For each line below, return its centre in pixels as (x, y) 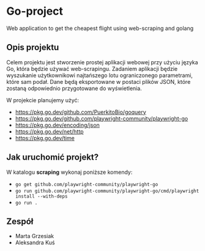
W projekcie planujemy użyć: (43, 100)
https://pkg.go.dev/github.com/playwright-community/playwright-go (102, 118)
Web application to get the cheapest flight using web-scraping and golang (100, 28)
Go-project (35, 11)
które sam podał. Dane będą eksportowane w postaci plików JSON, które (99, 81)
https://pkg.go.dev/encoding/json (57, 125)
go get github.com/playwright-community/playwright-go (87, 184)
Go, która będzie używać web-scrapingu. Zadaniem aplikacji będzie (92, 69)
